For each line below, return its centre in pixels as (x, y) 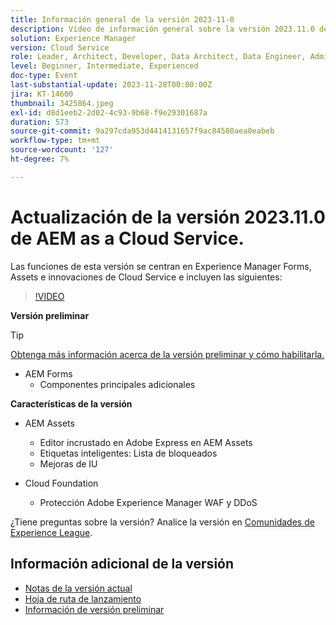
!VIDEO (49, 296)
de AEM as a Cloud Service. (127, 238)
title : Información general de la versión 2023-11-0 (122, 19)
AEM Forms (48, 373)
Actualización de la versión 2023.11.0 (168, 217)
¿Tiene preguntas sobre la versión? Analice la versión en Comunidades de (162, 522)
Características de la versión (71, 403)
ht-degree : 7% (40, 159)
